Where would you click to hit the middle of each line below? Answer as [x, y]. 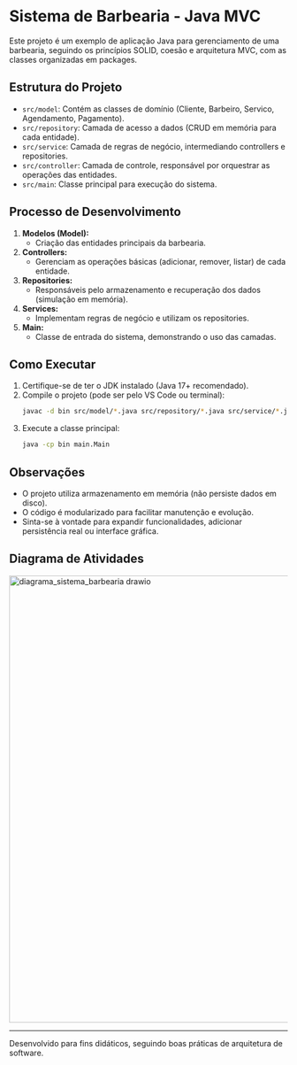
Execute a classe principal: [71, 428]
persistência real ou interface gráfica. [90, 531]
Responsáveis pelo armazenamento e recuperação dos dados [148, 289]
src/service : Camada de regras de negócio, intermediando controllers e [153, 146]
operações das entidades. [69, 174]
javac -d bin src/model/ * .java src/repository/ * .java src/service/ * [151, 412]
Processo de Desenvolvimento [95, 212]
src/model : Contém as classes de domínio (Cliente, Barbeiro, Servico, [148, 109]
